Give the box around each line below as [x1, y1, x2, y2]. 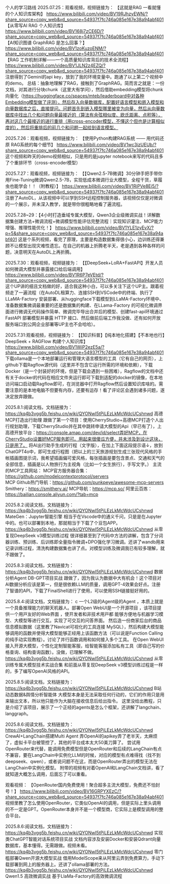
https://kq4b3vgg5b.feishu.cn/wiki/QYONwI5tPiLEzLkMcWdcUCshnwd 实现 [5, 830, 163, 835]
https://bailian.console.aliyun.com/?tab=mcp [5, 491, 99, 497]
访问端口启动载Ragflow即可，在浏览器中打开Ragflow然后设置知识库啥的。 [5, 381, 159, 387]
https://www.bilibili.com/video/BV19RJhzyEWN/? [46, 11, 148, 17]
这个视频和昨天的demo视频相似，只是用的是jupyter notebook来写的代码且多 [5, 154, 163, 159]
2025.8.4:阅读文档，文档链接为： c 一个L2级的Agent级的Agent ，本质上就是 [5, 599, 163, 604]
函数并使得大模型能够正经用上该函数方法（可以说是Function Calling [22, 630, 163, 636]
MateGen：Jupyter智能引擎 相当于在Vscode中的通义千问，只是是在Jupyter [5, 513, 162, 520]
